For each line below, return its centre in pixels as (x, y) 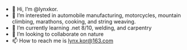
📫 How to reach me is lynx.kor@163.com (63, 41)
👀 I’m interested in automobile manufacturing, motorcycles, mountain (96, 15)
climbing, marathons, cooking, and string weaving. (74, 21)
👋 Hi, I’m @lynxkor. (35, 9)
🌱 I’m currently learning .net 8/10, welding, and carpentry (82, 28)
